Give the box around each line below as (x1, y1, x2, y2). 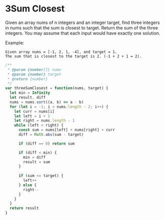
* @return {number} (7, 76, 48, 81)
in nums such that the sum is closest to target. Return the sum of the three (5, 24, 158, 30)
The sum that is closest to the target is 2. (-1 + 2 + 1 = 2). (5, 53, 142, 59)
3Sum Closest (5, 3, 65, 14)
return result (9, 206, 39, 211)
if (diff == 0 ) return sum (18, 141, 75, 146)
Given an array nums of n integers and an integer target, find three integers (5, 19, 160, 25)
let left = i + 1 (14, 113, 50, 119)
